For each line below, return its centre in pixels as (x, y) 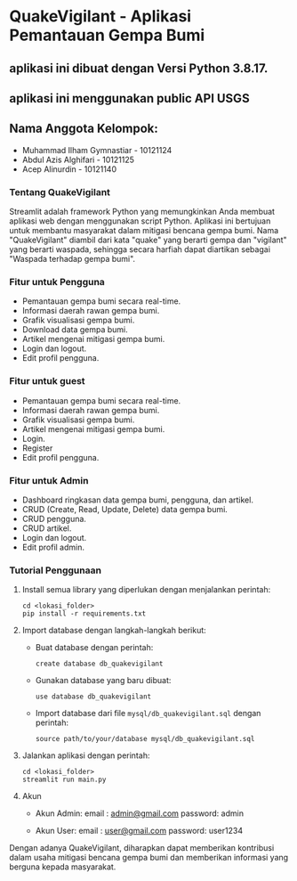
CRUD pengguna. (54, 518)
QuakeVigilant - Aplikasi (100, 16)
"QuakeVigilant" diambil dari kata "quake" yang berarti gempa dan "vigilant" (148, 240)
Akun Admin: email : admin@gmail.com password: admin (140, 813)
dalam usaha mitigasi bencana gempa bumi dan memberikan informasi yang (149, 858)
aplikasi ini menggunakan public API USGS (130, 98)
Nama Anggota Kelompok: (84, 129)
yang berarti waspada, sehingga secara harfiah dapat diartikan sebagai (140, 249)
